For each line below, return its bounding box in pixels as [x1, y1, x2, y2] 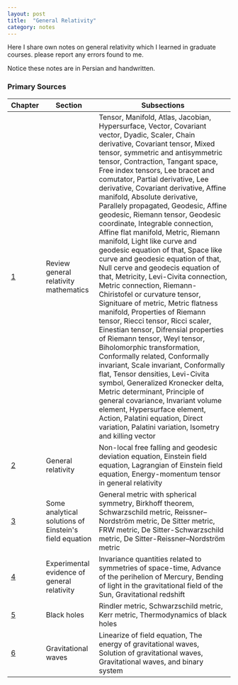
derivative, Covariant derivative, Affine [98, 183, 227, 193]
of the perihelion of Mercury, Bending [98, 572, 224, 582]
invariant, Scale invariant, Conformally [98, 360, 225, 370]
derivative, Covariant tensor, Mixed [98, 139, 215, 149]
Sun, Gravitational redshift [98, 589, 186, 599]
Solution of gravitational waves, [98, 647, 203, 657]
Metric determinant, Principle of [98, 387, 204, 397]
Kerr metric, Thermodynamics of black [98, 610, 227, 620]
